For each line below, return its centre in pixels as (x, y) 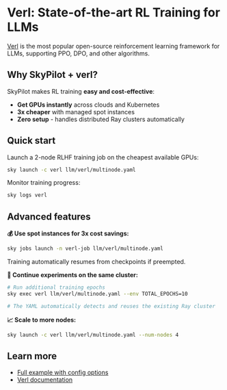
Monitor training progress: (44, 183)
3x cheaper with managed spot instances (76, 112)
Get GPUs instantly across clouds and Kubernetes (88, 105)
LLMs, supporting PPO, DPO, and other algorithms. (79, 53)
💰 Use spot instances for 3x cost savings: (68, 233)
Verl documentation (45, 380)
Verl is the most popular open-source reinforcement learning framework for (113, 46)
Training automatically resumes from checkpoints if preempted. (96, 262)
